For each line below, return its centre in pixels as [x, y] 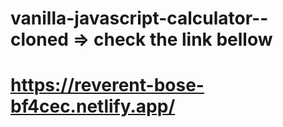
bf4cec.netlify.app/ [93, 106]
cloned [39, 39]
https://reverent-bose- [107, 85]
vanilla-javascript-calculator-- [139, 18]
